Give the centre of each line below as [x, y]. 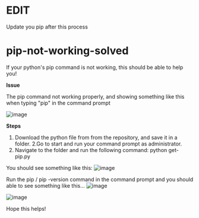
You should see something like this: [50, 168]
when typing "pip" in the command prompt [59, 103]
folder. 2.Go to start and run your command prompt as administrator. [98, 144]
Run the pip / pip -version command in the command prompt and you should [100, 179]
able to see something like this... [45, 185]
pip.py [23, 156]
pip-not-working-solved [67, 51]
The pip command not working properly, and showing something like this [95, 96]
